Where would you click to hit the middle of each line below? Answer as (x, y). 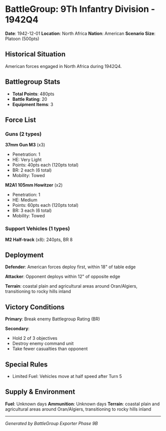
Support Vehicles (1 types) (38, 229)
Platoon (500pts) (22, 39)
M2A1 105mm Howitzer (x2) (34, 185)
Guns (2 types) (23, 134)
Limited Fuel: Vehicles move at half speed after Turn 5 (67, 376)
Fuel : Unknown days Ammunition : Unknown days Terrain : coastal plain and (83, 404)
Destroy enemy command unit (43, 344)
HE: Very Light (27, 160)
